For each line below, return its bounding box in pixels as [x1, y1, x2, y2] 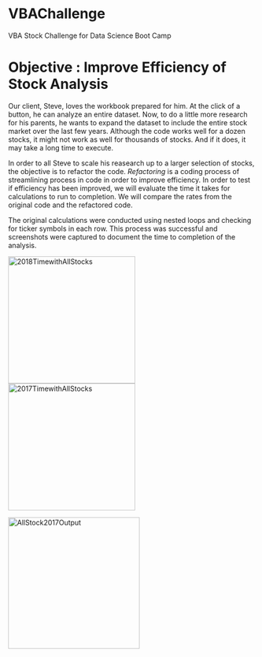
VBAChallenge [8, 5, 106, 23]
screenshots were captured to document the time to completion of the [8, 232, 236, 241]
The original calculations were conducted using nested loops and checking [8, 215, 252, 225]
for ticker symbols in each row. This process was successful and [8, 224, 218, 233]
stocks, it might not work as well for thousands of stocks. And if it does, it [8, 135, 246, 144]
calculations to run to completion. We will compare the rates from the [8, 191, 232, 201]
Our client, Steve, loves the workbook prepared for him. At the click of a [8, 101, 241, 110]
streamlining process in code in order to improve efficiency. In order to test [8, 175, 250, 184]
